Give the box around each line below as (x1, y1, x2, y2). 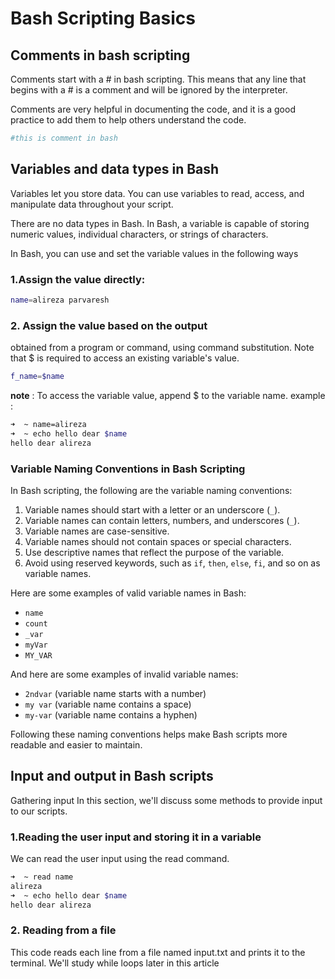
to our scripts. (10, 805, 68, 817)
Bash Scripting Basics (10, 7, 196, 30)
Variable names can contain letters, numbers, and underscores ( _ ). (24, 514, 300, 526)
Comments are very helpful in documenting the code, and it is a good (10, 103, 296, 115)
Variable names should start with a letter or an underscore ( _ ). (24, 503, 281, 516)
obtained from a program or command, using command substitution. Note (10, 342, 315, 354)
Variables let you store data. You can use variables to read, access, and (10, 187, 305, 199)
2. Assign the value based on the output (10, 318, 208, 332)
